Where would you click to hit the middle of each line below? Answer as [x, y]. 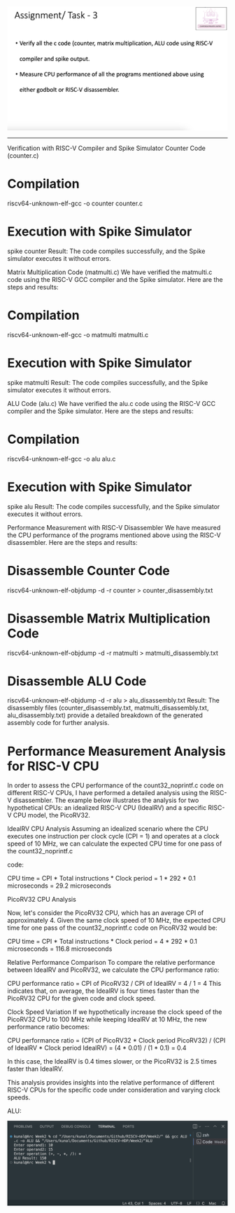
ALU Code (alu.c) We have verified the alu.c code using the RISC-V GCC [111, 403]
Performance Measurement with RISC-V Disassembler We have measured [114, 527]
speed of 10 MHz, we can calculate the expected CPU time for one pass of [115, 843]
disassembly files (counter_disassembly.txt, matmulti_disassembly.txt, [108, 708]
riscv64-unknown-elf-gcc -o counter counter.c [75, 203]
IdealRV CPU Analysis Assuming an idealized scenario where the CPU [108, 829]
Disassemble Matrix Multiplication [109, 618]
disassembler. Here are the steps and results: [72, 542]
